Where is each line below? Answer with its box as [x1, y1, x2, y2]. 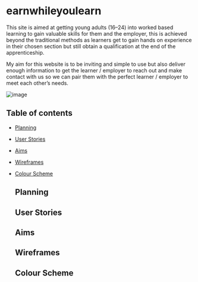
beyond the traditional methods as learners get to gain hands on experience [6, 36, 192, 43]
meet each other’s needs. [6, 79, 68, 87]
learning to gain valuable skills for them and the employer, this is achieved [6, 30, 187, 37]
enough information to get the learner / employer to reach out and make [6, 66, 183, 74]
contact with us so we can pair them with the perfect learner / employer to [6, 73, 188, 80]
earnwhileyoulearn [6, 4, 102, 18]
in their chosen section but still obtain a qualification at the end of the [6, 43, 176, 50]
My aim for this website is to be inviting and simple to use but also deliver [6, 61, 186, 68]
